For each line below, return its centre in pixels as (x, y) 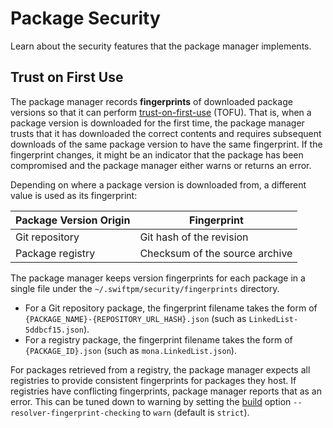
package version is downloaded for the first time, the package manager (157, 123)
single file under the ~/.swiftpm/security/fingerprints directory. (145, 288)
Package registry (55, 253)
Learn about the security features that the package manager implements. (161, 46)
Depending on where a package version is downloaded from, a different (158, 184)
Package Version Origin (73, 220)
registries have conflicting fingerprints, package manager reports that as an (166, 391)
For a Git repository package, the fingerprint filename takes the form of (171, 308)
